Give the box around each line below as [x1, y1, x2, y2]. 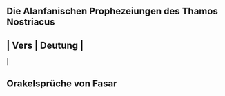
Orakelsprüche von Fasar [6, 77, 117, 89]
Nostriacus [6, 16, 56, 28]
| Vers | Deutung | [6, 39, 84, 51]
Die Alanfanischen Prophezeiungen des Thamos [6, 5, 218, 17]
